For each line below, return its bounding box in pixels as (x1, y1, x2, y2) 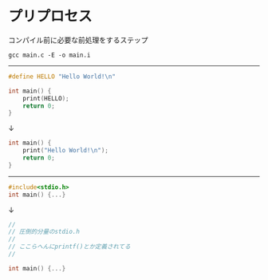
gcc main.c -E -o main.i (8, 51, 91, 59)
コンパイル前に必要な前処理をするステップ (8, 35, 148, 45)
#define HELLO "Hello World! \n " (8, 73, 116, 81)
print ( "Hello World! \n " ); (22, 147, 109, 155)
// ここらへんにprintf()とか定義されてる (8, 243, 131, 251)
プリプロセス (8, 7, 93, 26)
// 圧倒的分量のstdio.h (8, 228, 80, 236)
